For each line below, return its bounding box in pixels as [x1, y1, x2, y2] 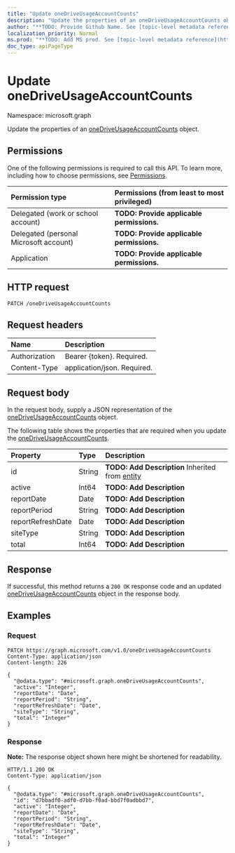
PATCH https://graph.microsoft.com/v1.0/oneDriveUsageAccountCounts [7, 647, 211, 654]
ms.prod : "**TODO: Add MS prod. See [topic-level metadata [7, 36, 183, 43]
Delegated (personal [10, 229, 78, 239]
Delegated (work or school [10, 208, 99, 218]
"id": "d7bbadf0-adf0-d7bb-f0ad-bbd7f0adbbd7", [13, 797, 155, 804]
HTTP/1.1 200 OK [7, 766, 55, 773]
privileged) [114, 196, 152, 206]
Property [10, 450, 41, 460]
